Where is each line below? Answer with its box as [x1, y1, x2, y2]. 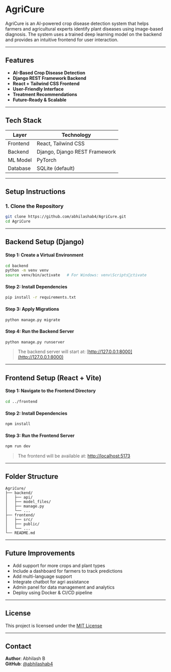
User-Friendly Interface [12, 85, 64, 92]
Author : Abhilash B [5, 655, 46, 662]
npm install [5, 421, 31, 427]
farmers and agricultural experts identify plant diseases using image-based [5, 25, 163, 32]
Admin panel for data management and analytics [12, 584, 115, 590]
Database [8, 164, 31, 171]
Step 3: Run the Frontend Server [5, 432, 75, 439]
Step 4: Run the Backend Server [5, 328, 74, 334]
